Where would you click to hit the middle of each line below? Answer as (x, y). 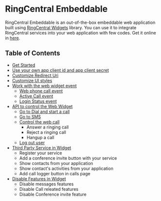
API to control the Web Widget (42, 106)
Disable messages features (46, 184)
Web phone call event (41, 91)
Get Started (24, 65)
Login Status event (38, 101)
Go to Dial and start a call (44, 111)
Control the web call (39, 122)
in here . (13, 38)
